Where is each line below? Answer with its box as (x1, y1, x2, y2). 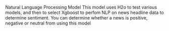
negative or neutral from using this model (5, 20, 91, 26)
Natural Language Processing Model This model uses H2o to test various (5, 4, 157, 10)
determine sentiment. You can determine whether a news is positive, (5, 15, 148, 20)
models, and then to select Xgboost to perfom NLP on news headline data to (5, 9, 164, 15)
